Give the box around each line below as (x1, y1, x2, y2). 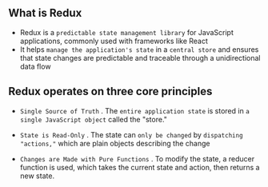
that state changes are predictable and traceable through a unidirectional (19, 53, 262, 62)
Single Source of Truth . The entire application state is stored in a (19, 105, 250, 115)
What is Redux (8, 6, 82, 20)
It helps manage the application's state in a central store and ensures (19, 44, 259, 54)
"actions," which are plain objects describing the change (19, 138, 210, 148)
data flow (19, 62, 51, 71)
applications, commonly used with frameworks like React (19, 36, 208, 46)
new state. (19, 171, 54, 181)
